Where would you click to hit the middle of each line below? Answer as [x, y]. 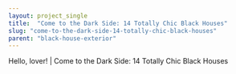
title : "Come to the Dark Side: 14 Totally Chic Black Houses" [118, 23]
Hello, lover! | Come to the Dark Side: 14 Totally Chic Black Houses [118, 61]
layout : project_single [48, 16]
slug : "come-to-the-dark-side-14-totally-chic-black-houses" [113, 31]
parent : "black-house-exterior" [62, 38]
